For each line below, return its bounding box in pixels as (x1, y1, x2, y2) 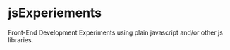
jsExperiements (8, 5, 102, 21)
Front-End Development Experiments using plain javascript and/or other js (8, 28, 223, 37)
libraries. (8, 35, 34, 44)
